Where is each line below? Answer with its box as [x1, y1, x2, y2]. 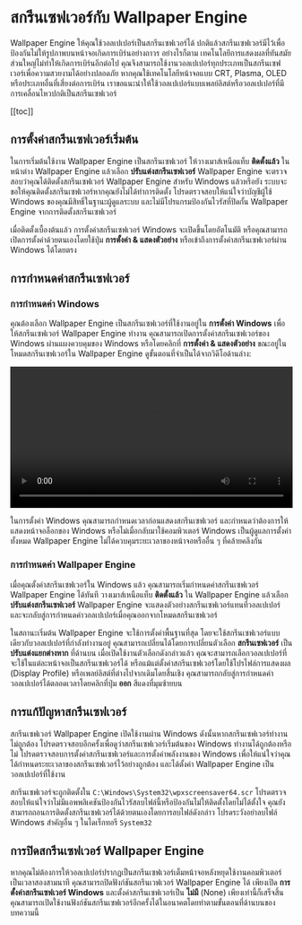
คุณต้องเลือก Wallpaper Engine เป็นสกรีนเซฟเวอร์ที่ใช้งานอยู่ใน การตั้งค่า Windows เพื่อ [10, 318, 286, 329]
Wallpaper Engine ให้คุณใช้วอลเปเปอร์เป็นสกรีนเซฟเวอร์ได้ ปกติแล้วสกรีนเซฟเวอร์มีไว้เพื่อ [10, 37, 286, 48]
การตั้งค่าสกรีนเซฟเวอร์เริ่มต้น [10, 132, 139, 147]
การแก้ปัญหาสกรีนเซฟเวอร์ [10, 704, 127, 720]
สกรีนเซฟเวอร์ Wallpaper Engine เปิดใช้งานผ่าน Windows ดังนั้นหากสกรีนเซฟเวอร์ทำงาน [10, 728, 289, 738]
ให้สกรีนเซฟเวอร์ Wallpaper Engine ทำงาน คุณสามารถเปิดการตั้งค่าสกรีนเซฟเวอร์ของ [10, 328, 270, 339]
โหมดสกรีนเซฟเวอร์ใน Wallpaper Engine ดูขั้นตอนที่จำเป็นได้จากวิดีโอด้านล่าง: [10, 348, 252, 359]
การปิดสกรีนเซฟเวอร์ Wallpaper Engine [10, 842, 204, 859]
